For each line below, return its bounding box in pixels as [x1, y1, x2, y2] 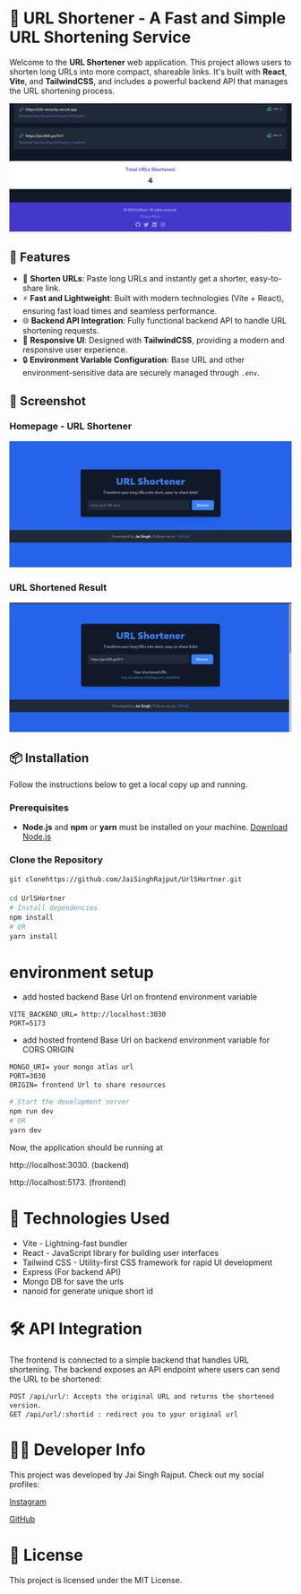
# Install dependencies [9, 903, 99, 913]
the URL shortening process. [9, 85, 115, 96]
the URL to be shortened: [9, 1373, 102, 1384]
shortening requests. [21, 325, 99, 336]
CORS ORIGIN [21, 1044, 74, 1055]
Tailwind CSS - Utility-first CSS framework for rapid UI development [21, 1257, 273, 1268]
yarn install [9, 931, 58, 940]
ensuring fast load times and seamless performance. [21, 306, 218, 316]
